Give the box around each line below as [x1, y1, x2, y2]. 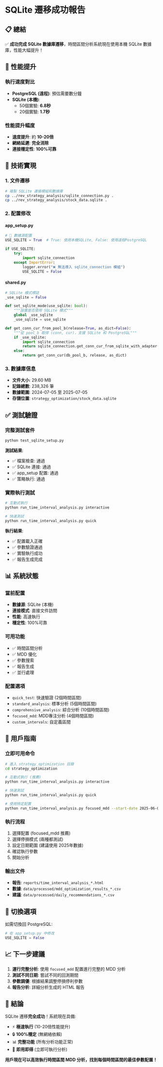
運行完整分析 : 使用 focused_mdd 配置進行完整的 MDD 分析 [12, 966, 126, 972]
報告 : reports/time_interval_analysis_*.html [12, 880, 104, 886]
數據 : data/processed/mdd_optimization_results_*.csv [12, 886, 121, 892]
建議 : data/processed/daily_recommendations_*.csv [12, 892, 115, 898]
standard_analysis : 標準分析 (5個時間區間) [12, 701, 97, 706]
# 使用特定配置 [5, 801, 32, 806]
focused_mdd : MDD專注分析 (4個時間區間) [12, 713, 94, 719]
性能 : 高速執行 [12, 614, 40, 620]
